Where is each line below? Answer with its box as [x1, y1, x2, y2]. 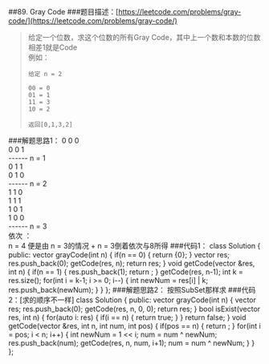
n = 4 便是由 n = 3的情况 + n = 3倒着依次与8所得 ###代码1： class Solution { [8, 241, 261, 250]
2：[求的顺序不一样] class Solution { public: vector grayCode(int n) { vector [8, 295, 257, 305]
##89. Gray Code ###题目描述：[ [8, 7, 119, 16]
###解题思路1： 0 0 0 [8, 135, 79, 145]
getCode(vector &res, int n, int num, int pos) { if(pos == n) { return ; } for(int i [8, 322, 261, 330]
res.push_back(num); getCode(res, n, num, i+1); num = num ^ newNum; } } [8, 338, 255, 347]
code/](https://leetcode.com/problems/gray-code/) [8, 16, 178, 26]
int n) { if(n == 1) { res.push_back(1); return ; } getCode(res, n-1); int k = [8, 267, 243, 277]
